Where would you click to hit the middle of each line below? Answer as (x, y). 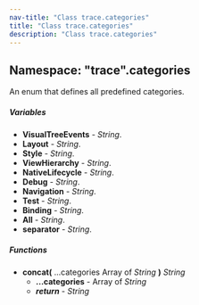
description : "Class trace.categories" (83, 34)
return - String (62, 292)
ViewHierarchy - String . (66, 163)
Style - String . (48, 153)
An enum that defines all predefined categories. (97, 92)
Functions (28, 250)
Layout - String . (51, 144)
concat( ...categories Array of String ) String (104, 272)
